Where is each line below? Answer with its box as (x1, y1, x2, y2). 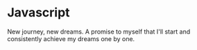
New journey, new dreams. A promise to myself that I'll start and (7, 27, 191, 36)
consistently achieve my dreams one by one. (7, 34, 135, 42)
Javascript (7, 5, 71, 21)
